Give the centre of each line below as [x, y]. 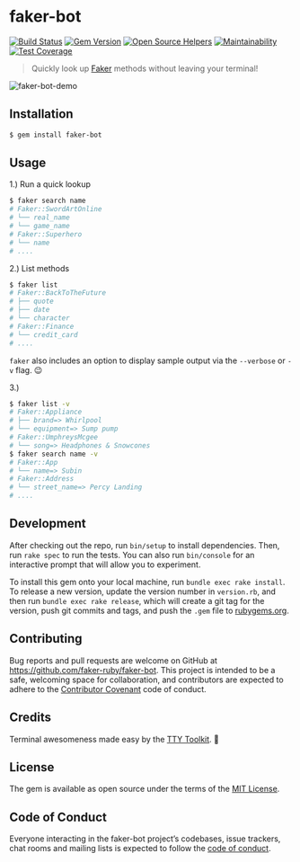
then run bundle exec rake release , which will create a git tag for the [137, 600]
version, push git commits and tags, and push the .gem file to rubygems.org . [150, 610]
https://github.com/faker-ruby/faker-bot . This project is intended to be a [142, 670]
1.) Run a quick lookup [50, 184]
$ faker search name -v [54, 454]
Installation [41, 114]
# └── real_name [40, 218]
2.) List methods [40, 268]
